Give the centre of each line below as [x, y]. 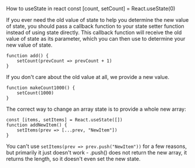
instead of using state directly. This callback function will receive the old [94, 32]
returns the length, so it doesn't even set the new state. [73, 159]
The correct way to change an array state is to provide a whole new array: [96, 109]
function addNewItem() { [37, 125]
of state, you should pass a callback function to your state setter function [95, 26]
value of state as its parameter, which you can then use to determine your [96, 39]
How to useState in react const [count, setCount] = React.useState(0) [91, 9]
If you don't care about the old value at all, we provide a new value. [88, 77]
